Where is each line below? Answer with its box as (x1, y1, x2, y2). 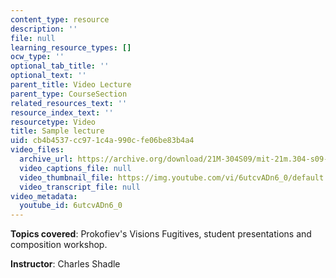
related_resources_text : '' (10, 98, 128, 108)
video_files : (10, 145, 65, 155)
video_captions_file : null (19, 163, 132, 173)
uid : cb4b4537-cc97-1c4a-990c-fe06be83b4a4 (10, 136, 195, 146)
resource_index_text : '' (10, 107, 114, 118)
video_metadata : (10, 191, 78, 201)
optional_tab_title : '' (10, 61, 110, 71)
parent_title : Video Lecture (10, 80, 132, 90)
